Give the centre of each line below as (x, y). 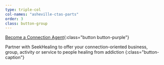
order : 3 (14, 19)
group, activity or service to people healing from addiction (65, 52)
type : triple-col (23, 10)
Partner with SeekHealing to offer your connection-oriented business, (77, 47)
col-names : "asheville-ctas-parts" (42, 14)
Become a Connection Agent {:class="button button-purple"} (67, 37)
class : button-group (27, 23)
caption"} (15, 58)
